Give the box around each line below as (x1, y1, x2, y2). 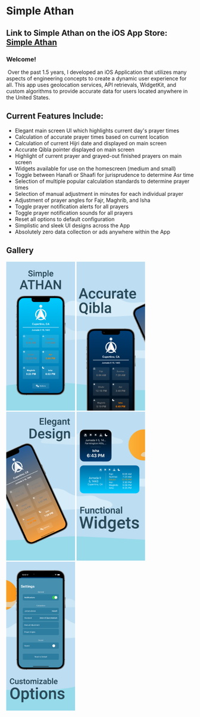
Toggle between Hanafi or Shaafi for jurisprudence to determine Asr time (14, 171, 194, 178)
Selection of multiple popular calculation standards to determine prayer (14, 177, 190, 185)
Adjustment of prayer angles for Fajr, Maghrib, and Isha (14, 197, 151, 204)
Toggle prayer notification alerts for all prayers (14, 202, 129, 210)
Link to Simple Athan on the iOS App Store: (6, 28, 168, 38)
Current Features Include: (6, 111, 104, 121)
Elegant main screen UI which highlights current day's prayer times (14, 127, 180, 134)
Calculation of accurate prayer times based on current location (14, 133, 169, 141)
